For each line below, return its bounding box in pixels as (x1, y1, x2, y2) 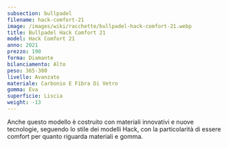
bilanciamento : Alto (7, 61, 67, 68)
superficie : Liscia (7, 93, 63, 100)
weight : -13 (7, 99, 41, 106)
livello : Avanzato (7, 73, 60, 81)
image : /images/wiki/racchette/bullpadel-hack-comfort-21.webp (7, 23, 192, 29)
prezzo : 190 (7, 49, 41, 55)
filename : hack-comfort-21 (7, 16, 84, 23)
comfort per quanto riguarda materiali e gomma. (7, 132, 144, 140)
